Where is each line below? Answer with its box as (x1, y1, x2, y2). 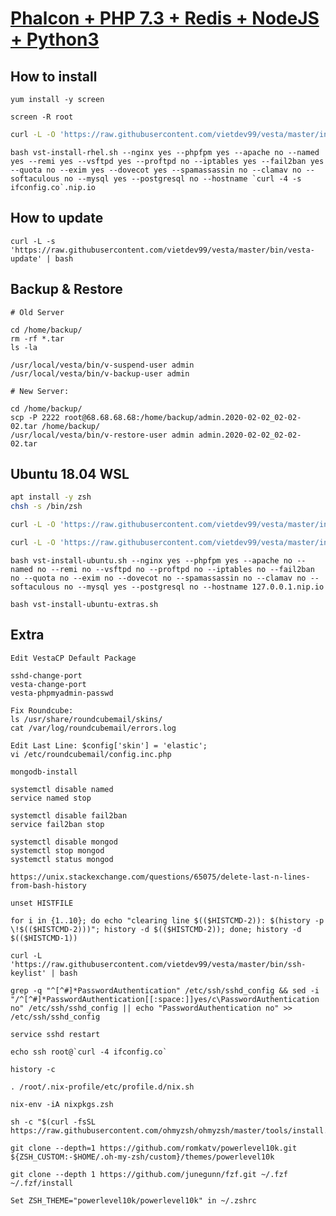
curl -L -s (10, 236, 56, 246)
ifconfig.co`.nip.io (10, 182, 97, 192)
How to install (10, 68, 98, 85)
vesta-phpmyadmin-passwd (10, 688, 114, 698)
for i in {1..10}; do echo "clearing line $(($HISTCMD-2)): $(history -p (10, 915, 325, 926)
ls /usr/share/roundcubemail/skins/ (10, 714, 163, 724)
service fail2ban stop (10, 819, 105, 829)
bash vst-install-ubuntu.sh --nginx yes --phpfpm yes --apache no (10, 555, 293, 566)
